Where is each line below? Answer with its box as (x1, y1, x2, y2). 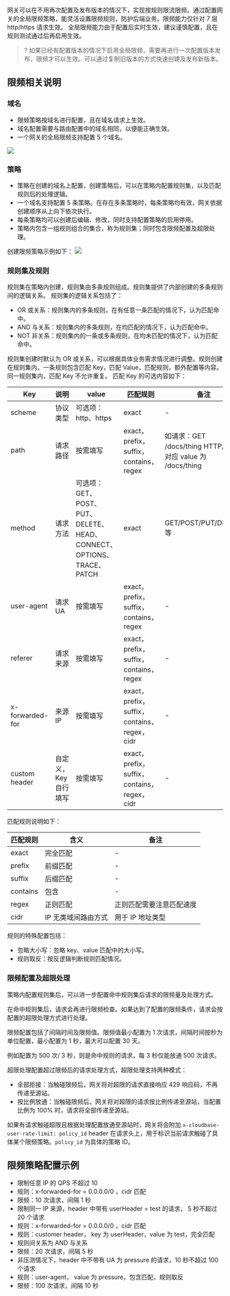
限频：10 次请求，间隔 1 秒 (16, 1196, 91, 1204)
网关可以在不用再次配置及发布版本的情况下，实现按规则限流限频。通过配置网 (7, 6, 223, 14)
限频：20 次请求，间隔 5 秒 (16, 1247, 94, 1256)
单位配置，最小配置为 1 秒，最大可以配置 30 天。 (7, 1037, 144, 1045)
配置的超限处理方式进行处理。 (7, 1013, 91, 1021)
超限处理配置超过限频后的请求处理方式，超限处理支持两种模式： (7, 1065, 187, 1073)
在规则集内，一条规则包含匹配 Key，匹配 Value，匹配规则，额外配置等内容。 (7, 364, 223, 372)
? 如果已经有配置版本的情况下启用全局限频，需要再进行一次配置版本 (23, 47, 215, 54)
